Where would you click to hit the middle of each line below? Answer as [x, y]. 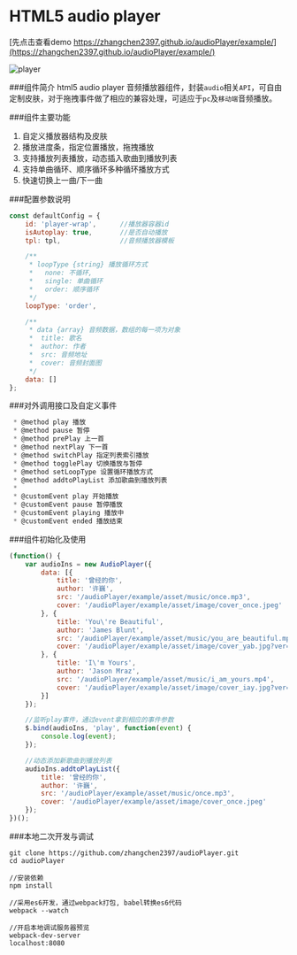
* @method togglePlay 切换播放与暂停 [78, 463]
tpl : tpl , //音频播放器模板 [100, 241]
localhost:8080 [37, 943]
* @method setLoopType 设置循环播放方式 [83, 472]
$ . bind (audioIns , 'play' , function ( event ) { [108, 728]
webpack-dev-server [45, 936]
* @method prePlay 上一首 [58, 439]
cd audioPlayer [37, 860]
